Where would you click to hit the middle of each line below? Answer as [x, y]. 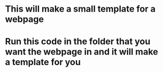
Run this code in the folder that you [78, 42]
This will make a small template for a [80, 9]
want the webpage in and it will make [81, 52]
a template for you [43, 62]
